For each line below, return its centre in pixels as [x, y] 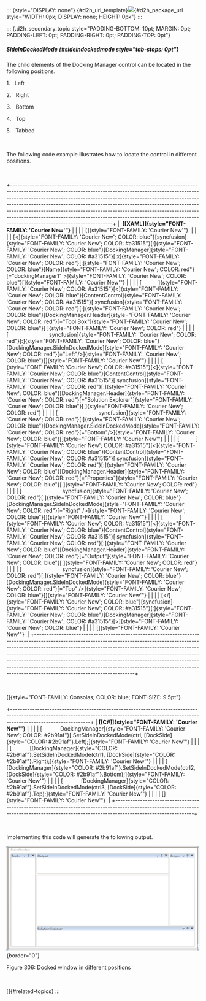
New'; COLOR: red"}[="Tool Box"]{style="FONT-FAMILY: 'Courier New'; [97, 321]
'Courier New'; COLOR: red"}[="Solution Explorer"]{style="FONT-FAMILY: [100, 399]
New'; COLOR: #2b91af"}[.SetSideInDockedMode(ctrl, [74, 735]
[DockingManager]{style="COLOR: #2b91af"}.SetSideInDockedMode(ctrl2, [101, 767]
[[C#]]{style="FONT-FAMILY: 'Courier [148, 722]
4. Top [16, 118]
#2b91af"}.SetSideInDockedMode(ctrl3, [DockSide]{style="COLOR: [91, 787]
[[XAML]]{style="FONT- [154, 223]
